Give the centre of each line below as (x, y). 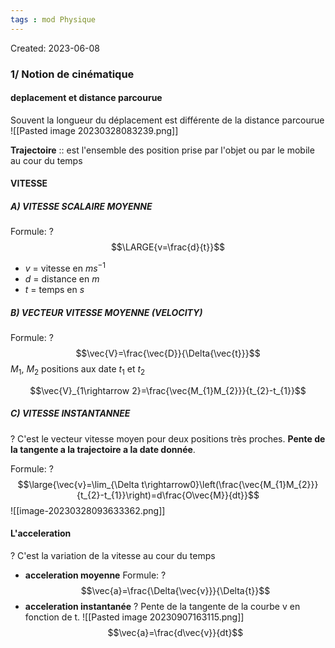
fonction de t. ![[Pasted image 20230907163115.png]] (134, 617)
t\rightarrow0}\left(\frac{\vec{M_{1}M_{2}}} (230, 484)
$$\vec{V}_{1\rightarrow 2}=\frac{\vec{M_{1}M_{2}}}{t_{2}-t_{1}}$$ (168, 390)
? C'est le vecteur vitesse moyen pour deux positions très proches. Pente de (168, 438)
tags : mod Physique (53, 19)
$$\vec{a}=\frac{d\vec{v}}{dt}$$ (175, 632)
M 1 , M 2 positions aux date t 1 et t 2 (78, 369)
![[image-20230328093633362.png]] (88, 510)
